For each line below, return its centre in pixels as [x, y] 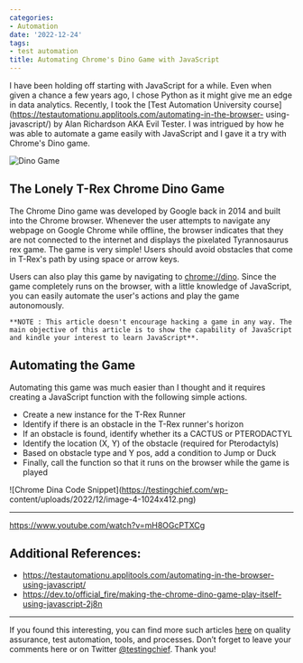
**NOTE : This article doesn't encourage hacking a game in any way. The [151, 322]
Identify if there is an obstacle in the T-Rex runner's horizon [133, 424]
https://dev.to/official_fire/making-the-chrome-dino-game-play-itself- [152, 594]
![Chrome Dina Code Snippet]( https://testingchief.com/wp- [119, 489]
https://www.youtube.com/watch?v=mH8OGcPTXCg [107, 525]
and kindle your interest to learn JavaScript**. [105, 337]
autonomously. [37, 305]
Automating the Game [73, 366]
